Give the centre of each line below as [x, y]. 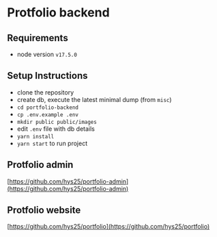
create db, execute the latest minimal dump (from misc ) [94, 99]
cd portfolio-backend [47, 108]
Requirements [38, 38]
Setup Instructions [47, 76]
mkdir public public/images [57, 122]
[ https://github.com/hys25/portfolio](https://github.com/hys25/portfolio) [108, 227]
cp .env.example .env [47, 114]
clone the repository [45, 92]
